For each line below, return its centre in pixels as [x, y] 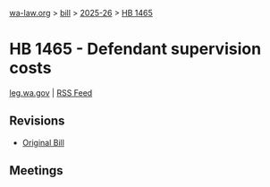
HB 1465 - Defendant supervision [135, 49]
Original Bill [43, 142]
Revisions [37, 121]
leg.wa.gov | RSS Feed [51, 92]
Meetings [37, 170]
